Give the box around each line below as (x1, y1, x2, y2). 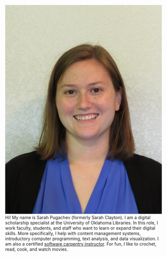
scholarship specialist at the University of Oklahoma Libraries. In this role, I (5, 220, 158, 226)
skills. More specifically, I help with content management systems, (5, 231, 141, 237)
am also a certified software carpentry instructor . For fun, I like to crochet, (5, 241, 157, 247)
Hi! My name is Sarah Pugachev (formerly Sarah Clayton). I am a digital (5, 215, 151, 221)
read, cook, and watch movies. (5, 247, 69, 253)
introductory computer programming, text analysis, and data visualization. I (5, 236, 159, 242)
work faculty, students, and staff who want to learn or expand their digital (5, 225, 156, 231)
